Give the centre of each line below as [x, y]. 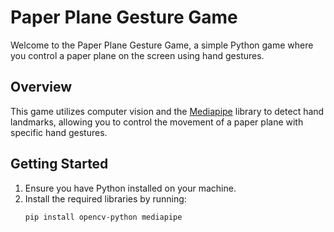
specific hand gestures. [59, 132]
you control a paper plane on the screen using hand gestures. [137, 55]
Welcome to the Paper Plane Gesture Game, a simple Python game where [162, 45]
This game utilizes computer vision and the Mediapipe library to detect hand [167, 111]
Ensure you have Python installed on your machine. [130, 188]
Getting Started [59, 164]
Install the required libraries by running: [105, 198]
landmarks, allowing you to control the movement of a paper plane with [157, 122]
